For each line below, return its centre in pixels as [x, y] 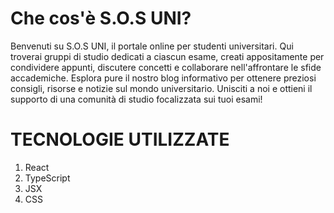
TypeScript [47, 178]
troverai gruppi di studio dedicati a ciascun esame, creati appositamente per [167, 56]
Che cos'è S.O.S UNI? [101, 18]
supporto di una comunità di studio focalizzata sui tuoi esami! [136, 99]
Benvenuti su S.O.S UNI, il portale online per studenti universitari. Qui [152, 46]
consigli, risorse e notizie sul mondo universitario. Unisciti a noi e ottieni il [161, 88]
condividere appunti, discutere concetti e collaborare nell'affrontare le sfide [166, 67]
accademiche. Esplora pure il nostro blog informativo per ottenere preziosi [163, 78]
